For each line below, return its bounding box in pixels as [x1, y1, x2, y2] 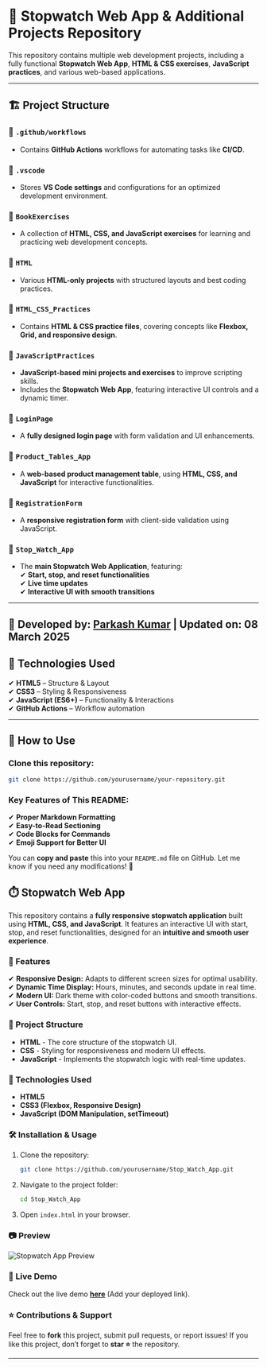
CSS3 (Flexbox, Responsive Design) [19, 1101, 141, 1110]
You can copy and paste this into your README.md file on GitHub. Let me [8, 854, 241, 863]
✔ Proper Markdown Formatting [8, 812, 116, 822]
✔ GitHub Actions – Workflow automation [8, 703, 145, 713]
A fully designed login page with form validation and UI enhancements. [19, 431, 255, 440]
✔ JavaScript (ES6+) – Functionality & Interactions [8, 695, 175, 704]
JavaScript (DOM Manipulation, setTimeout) [19, 1109, 169, 1119]
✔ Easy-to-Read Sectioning [8, 821, 101, 831]
